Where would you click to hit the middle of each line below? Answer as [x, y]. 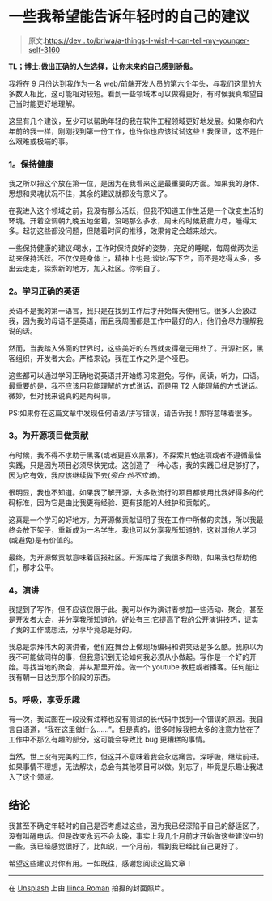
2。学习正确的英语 [45, 291]
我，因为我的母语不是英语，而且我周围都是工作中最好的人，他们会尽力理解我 [136, 321]
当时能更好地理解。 [47, 104]
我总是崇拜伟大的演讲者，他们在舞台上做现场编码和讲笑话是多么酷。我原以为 [136, 647]
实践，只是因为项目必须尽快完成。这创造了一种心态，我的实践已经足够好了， [136, 465]
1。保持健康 [31, 164]
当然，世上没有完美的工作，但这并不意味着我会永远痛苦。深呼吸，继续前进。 [136, 757]
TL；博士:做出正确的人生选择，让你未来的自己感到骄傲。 [102, 66]
